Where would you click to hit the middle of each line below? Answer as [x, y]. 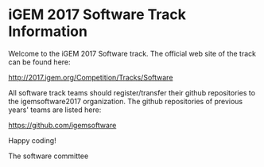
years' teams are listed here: [55, 110]
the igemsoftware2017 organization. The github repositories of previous [126, 101]
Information [48, 31]
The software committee [49, 156]
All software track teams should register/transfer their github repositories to [132, 92]
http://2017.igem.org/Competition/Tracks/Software [91, 77]
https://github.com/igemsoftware [62, 125]
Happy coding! [33, 140]
